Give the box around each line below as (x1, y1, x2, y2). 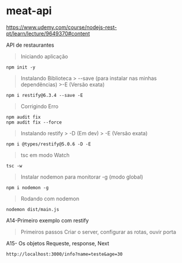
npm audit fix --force (6, 119, 62, 125)
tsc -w (6, 163, 22, 169)
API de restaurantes (6, 41, 54, 48)
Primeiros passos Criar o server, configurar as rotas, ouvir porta (20, 228, 176, 235)
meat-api (6, 4, 52, 18)
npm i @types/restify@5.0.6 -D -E (6, 141, 92, 147)
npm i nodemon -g (6, 184, 49, 190)
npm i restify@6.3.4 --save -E (6, 92, 83, 98)
